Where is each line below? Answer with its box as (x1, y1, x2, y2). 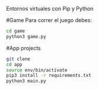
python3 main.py (6, 78, 46, 84)
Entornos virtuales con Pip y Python (6, 5, 94, 12)
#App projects (6, 44, 41, 51)
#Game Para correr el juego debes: (6, 17, 92, 23)
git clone (6, 56, 31, 62)
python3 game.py (6, 33, 46, 39)
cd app (6, 61, 23, 67)
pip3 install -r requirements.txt (6, 73, 92, 79)
